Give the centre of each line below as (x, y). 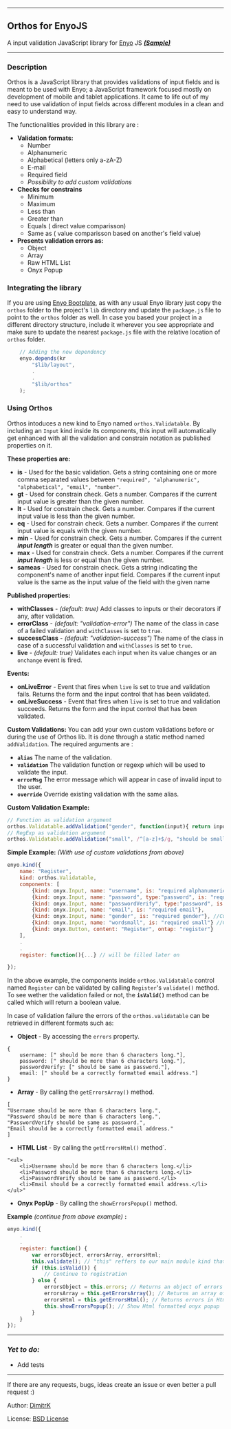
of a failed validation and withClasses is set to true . (90, 630)
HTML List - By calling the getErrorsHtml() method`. (91, 1148)
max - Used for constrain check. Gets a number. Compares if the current (120, 552)
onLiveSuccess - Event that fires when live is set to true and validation (119, 701)
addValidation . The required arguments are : (70, 744)
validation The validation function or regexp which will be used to (111, 765)
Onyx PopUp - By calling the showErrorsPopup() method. (97, 1203)
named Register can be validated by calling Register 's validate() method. (113, 988)
